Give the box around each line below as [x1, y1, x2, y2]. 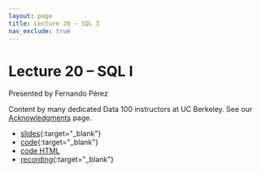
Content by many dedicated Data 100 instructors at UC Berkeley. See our [8, 105, 253, 114]
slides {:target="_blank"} [20, 129, 102, 139]
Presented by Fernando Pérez [8, 88, 108, 98]
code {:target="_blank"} [20, 137, 99, 147]
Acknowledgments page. [8, 113, 92, 123]
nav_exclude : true [8, 27, 71, 35]
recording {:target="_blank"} [20, 155, 115, 165]
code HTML [20, 146, 60, 156]
